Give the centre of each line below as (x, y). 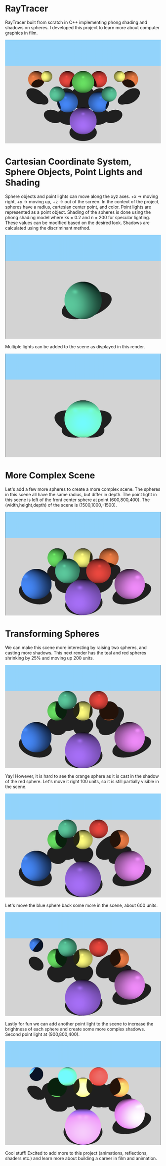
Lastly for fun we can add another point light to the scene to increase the (79, 1024)
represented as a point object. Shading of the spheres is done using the (78, 212)
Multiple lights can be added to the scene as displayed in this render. (75, 346)
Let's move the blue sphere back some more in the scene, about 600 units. (82, 905)
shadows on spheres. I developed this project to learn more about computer (83, 27)
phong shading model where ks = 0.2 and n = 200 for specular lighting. (78, 218)
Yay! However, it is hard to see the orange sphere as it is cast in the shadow (82, 776)
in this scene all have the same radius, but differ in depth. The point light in (81, 494)
